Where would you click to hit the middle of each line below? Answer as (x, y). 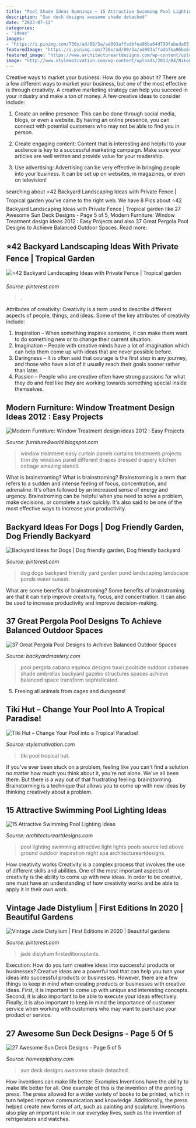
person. (24, 132)
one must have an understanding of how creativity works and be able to (92, 883)
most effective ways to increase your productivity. (66, 509)
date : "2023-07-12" (30, 22)
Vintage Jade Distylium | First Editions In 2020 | (95, 908)
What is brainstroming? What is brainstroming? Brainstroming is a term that (96, 478)
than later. (27, 370)
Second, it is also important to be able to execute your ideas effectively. (92, 996)
